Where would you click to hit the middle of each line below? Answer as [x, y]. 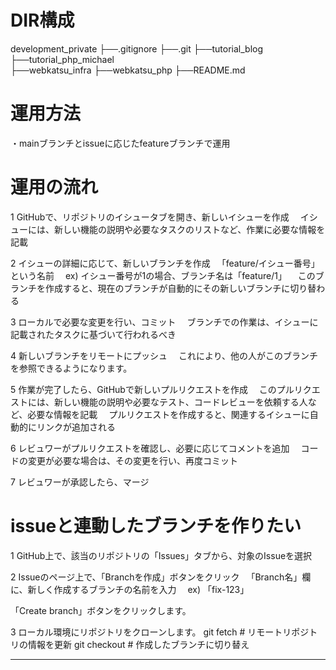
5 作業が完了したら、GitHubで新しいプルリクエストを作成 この [143, 389]
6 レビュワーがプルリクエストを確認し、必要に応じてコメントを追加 [150, 448]
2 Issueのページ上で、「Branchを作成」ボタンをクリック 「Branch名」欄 [161, 577]
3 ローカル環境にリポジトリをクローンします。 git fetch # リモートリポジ [160, 632]
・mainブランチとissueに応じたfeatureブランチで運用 [120, 143]
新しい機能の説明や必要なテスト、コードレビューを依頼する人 [180, 402]
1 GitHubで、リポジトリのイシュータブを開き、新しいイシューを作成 [150, 217]
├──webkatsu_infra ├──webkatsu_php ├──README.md [128, 70]
